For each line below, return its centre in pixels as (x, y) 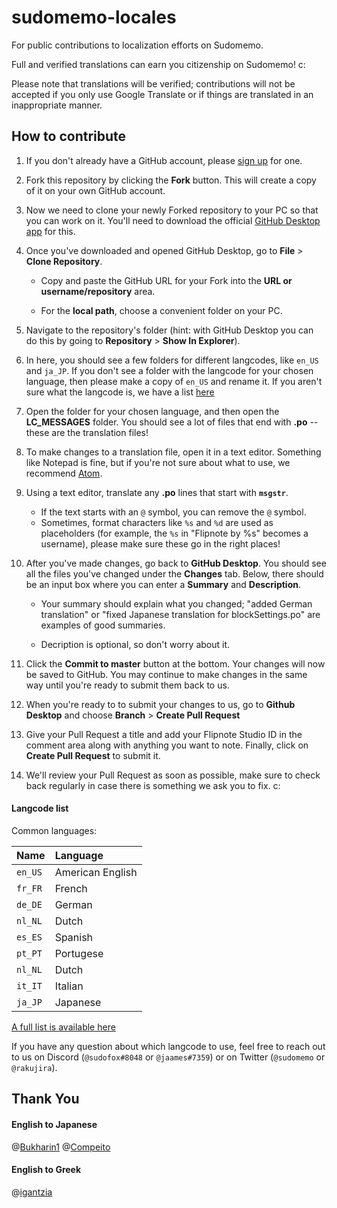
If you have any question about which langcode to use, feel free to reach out (168, 1046)
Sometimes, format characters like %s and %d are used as (157, 522)
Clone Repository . (64, 261)
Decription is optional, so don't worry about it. (135, 644)
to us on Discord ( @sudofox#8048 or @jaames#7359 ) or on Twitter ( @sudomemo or (168, 1057)
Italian (69, 986)
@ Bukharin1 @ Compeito (61, 1147)
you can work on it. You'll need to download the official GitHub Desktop (173, 220)
